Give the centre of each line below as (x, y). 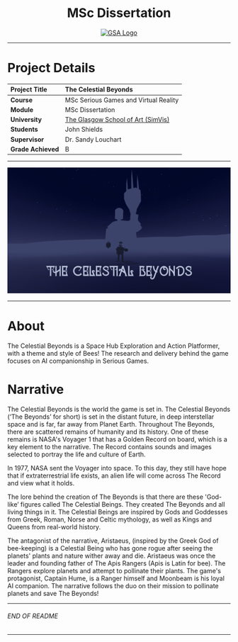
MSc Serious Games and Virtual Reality (122, 100)
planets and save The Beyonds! (53, 593)
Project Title (29, 89)
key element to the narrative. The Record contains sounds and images (110, 446)
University (26, 120)
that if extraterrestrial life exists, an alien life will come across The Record (114, 475)
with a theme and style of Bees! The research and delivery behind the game (118, 353)
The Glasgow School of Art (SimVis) (117, 120)
